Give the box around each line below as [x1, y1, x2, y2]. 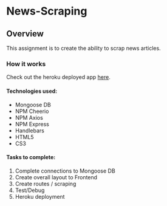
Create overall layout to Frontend [15, 173, 98, 180]
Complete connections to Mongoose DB [15, 167, 115, 174]
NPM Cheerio [15, 108, 49, 115]
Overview [6, 29, 44, 39]
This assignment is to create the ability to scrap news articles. [6, 44, 161, 52]
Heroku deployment [15, 193, 65, 200]
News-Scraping [6, 4, 87, 18]
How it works [6, 60, 46, 68]
